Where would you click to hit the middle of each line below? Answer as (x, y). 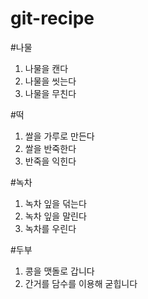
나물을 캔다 (46, 68)
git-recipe (52, 18)
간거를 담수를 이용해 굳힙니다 (81, 283)
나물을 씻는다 (50, 81)
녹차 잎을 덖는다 (55, 203)
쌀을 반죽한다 (50, 148)
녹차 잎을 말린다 (55, 216)
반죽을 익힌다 (50, 161)
